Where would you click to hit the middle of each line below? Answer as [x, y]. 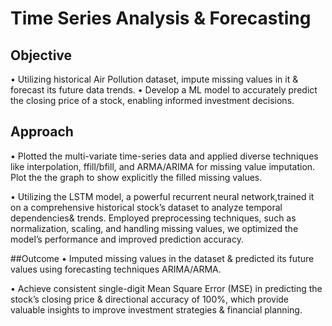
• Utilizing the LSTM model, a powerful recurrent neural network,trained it [162, 196]
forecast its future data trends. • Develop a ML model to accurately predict [164, 90]
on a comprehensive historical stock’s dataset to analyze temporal [146, 207]
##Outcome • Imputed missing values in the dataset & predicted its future [162, 258]
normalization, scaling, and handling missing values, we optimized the [154, 228]
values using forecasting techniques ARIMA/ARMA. [116, 269]
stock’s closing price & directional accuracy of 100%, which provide [150, 299]
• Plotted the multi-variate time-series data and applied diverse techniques [164, 156]
